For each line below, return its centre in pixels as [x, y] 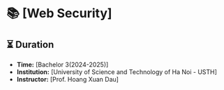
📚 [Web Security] [59, 13]
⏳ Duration [30, 45]
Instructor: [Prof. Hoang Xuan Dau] [68, 79]
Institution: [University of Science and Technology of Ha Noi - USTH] [117, 72]
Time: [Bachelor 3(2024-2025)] [62, 64]
